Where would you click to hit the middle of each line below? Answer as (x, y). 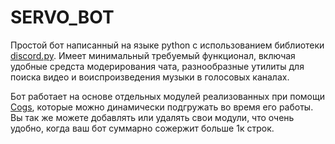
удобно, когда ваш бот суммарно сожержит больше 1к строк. (142, 128)
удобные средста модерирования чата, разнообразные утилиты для (157, 66)
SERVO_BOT (62, 17)
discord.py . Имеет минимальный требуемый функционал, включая (153, 55)
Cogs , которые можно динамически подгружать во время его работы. (162, 107)
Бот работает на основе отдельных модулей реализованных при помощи (167, 96)
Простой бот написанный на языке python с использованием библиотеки (167, 45)
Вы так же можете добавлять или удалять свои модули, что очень (152, 117)
